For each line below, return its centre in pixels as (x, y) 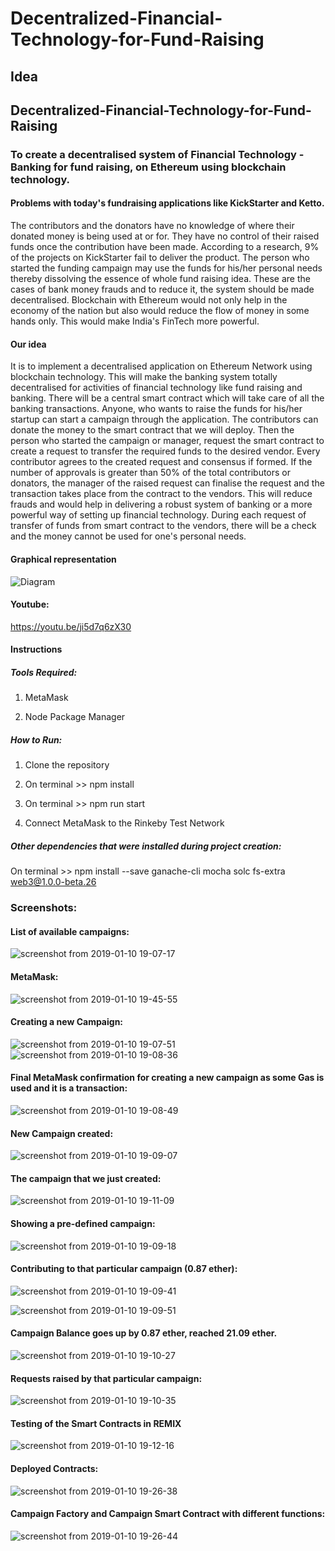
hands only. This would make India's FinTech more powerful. (135, 321)
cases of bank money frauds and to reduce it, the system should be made (162, 289)
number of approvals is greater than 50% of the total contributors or (151, 473)
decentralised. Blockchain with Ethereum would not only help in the (149, 300)
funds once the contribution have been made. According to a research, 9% (165, 247)
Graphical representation (63, 559)
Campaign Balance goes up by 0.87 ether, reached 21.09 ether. (144, 1333)
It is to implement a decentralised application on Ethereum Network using (161, 366)
